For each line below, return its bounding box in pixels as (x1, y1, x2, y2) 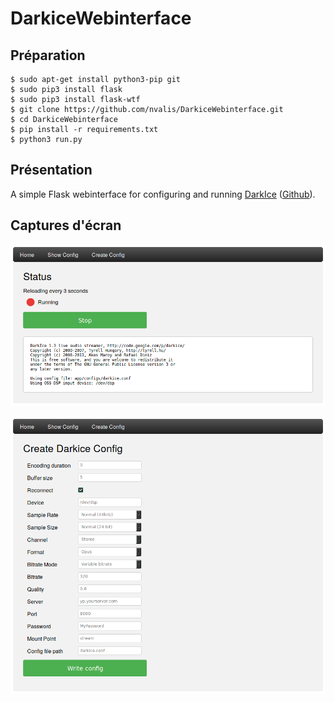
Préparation (10, 47, 86, 64)
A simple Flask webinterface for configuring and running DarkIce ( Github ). (10, 188, 316, 200)
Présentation (10, 162, 93, 179)
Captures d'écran (10, 217, 122, 234)
